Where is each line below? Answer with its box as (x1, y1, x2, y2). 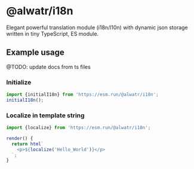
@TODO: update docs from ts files (6, 63, 91, 70)
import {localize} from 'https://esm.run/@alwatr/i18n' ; (6, 125, 151, 131)
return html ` (11, 141, 44, 147)
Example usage (6, 48, 64, 58)
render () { (6, 135, 33, 141)
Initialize (6, 78, 32, 86)
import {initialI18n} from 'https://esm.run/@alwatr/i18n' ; (6, 92, 159, 98)
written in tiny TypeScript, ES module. (6, 30, 99, 37)
